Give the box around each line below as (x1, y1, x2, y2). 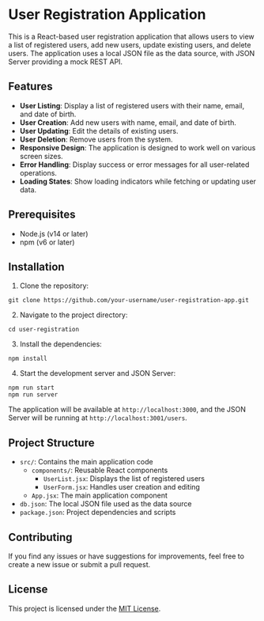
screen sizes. (19, 151, 63, 161)
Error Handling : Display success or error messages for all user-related (19, 160, 250, 169)
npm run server (8, 391, 58, 399)
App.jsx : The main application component (31, 490, 168, 500)
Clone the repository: (19, 281, 89, 290)
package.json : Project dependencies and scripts (19, 508, 176, 517)
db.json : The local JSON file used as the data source (19, 499, 192, 509)
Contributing (8, 530, 73, 543)
